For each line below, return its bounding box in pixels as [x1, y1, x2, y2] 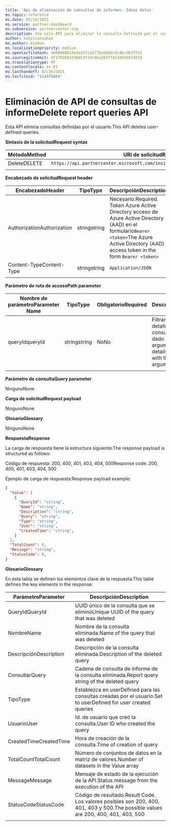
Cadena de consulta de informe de [75, 665, 158, 672]
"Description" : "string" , [18, 509, 74, 515]
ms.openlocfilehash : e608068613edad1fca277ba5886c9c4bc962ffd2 [5, 50, 142, 55]
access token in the [109, 246, 156, 253]
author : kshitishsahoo [5, 36, 53, 41]
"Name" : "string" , [18, 504, 58, 509]
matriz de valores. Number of [75, 756, 144, 763]
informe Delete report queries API [5, 107, 149, 118]
